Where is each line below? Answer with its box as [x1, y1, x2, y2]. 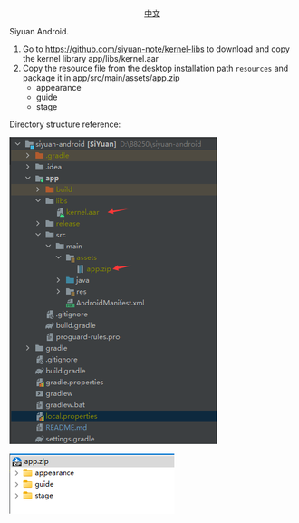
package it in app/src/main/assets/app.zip [22, 73, 180, 83]
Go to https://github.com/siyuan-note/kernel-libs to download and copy [22, 44, 290, 54]
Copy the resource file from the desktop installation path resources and [22, 63, 289, 73]
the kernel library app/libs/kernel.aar [22, 53, 159, 63]
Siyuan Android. [9, 26, 70, 36]
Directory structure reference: [9, 119, 121, 130]
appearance [35, 82, 82, 92]
